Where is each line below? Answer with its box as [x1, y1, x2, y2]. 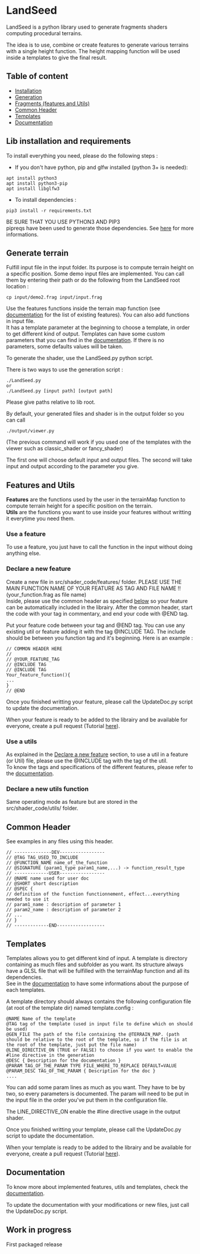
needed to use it [6, 896, 49, 902]
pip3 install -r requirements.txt [6, 207, 92, 214]
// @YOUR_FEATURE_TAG [6, 656, 60, 662]
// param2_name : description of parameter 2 [6, 907, 121, 913]
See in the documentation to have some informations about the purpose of [6, 980, 189, 987]
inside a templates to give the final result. [6, 54, 107, 61]
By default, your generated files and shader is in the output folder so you [6, 410, 185, 417]
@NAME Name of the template [6, 1016, 76, 1022]
